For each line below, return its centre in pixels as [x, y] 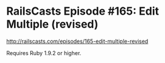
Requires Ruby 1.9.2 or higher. [44, 53]
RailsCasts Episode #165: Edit [83, 11]
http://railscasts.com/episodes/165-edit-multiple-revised [77, 41]
